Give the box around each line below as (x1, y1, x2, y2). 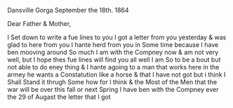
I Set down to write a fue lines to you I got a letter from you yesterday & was (7, 33, 227, 41)
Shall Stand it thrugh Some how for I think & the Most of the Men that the (7, 78, 218, 86)
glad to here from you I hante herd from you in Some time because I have (7, 41, 219, 48)
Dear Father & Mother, (7, 20, 72, 27)
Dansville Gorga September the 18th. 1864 (7, 6, 129, 14)
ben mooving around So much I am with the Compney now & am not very (7, 48, 219, 56)
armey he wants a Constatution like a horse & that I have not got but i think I (7, 70, 226, 79)
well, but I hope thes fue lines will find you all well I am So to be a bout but (7, 55, 221, 64)
